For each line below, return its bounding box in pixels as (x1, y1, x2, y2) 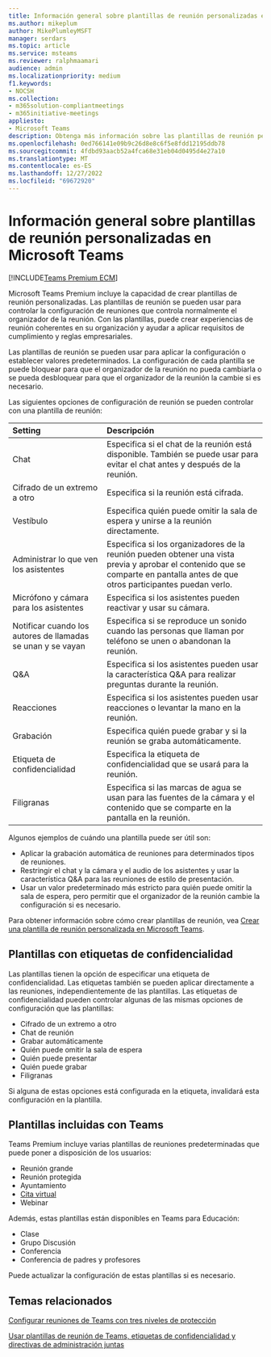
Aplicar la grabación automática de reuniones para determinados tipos (19, 848, 255, 858)
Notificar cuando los (12, 620, 90, 631)
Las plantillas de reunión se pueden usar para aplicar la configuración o (8, 347, 246, 356)
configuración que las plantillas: (8, 1003, 115, 1013)
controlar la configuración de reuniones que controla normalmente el (8, 305, 237, 315)
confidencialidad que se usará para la (106, 758, 249, 770)
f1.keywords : (8, 79, 52, 87)
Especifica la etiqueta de (106, 748, 200, 759)
